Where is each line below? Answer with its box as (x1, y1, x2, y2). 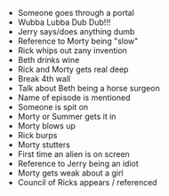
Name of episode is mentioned (17, 92, 131, 103)
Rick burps (17, 130, 58, 140)
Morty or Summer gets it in (17, 111, 117, 122)
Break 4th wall (17, 74, 71, 83)
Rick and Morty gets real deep (17, 64, 129, 74)
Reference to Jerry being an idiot (17, 159, 140, 169)
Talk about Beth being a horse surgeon (17, 83, 160, 93)
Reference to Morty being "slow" (17, 35, 139, 46)
